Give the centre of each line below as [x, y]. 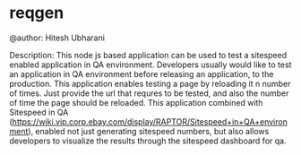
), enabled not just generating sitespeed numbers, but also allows [149, 131]
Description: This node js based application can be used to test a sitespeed [148, 55]
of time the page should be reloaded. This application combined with [136, 102]
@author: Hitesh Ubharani [57, 38]
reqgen [37, 13]
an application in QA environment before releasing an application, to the [142, 73]
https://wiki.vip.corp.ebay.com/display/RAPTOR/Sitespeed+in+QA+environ [150, 121]
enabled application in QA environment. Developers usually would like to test [150, 65]
